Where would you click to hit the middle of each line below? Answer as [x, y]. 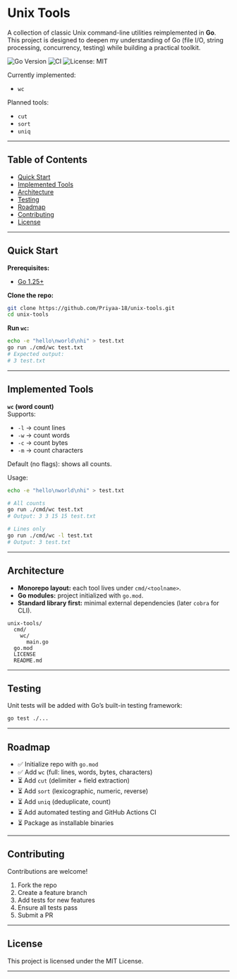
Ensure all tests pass [47, 907]
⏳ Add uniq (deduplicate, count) [64, 802]
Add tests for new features [56, 900]
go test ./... [28, 718]
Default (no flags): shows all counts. [60, 463]
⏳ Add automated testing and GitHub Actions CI [87, 812]
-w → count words [44, 435]
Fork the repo [37, 885]
